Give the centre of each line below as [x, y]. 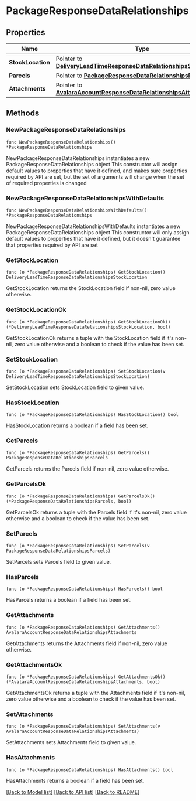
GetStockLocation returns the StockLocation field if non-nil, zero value [91, 288]
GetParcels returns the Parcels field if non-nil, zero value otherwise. [87, 469]
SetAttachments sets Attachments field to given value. [71, 742]
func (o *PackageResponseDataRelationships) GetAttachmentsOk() [86, 677]
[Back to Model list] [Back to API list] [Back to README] [73, 792]
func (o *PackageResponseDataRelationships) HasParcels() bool [85, 589]
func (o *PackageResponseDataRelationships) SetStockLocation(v [86, 371]
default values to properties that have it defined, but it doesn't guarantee [93, 238]
